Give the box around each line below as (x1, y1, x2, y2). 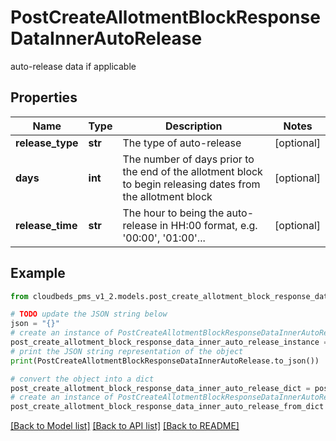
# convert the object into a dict (10, 374, 155, 384)
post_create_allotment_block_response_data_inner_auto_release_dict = (10, 383, 311, 393)
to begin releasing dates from (122, 177, 261, 191)
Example (10, 265, 66, 282)
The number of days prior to (122, 152, 255, 166)
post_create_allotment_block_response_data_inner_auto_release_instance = (10, 337, 329, 348)
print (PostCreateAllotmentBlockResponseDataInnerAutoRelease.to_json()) (10, 356, 320, 366)
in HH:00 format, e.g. (159, 218, 258, 232)
